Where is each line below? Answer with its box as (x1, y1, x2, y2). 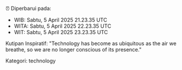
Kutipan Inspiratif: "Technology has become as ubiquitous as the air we (5, 40, 177, 47)
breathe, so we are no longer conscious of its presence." (5, 46, 142, 53)
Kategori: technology (5, 57, 56, 64)
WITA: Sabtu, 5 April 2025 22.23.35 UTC (13, 23, 111, 30)
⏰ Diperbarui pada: (5, 5, 52, 12)
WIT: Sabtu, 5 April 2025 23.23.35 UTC (13, 29, 108, 35)
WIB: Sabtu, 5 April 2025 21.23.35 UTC (13, 17, 107, 23)
